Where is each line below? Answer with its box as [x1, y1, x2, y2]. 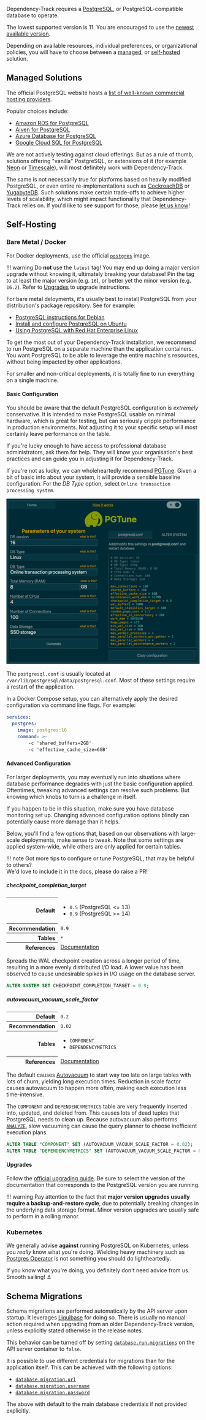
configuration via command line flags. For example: [6, 701, 136, 709]
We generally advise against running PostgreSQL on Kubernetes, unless [6, 1242, 189, 1250]
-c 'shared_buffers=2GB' [28, 740, 92, 746]
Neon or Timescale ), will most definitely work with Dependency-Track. [6, 164, 184, 171]
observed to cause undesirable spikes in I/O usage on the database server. [6, 970, 196, 977]
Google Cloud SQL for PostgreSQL [15, 139, 103, 146]
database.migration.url [15, 1376, 77, 1383]
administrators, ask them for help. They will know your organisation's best [6, 448, 193, 456]
